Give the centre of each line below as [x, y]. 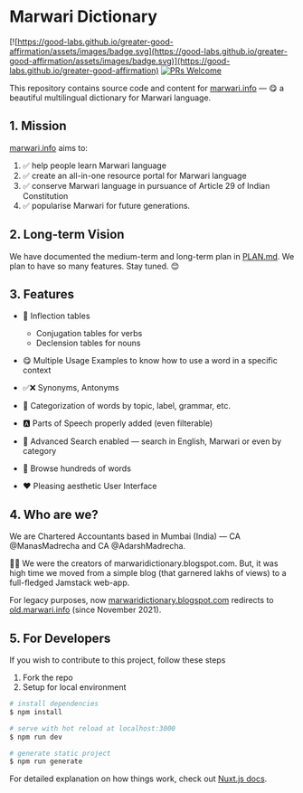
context [37, 370]
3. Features [42, 294]
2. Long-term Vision [67, 235]
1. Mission [38, 126]
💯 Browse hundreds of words [76, 468]
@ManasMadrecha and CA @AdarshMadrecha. [98, 546]
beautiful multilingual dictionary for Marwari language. [110, 98]
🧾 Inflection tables [56, 316]
